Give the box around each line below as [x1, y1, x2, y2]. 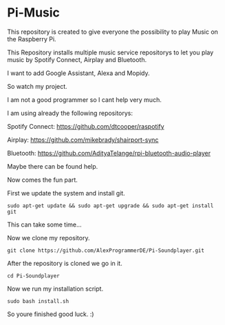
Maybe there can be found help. [7, 162, 98, 170]
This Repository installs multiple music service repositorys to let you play [7, 48, 214, 56]
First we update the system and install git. [7, 189, 125, 197]
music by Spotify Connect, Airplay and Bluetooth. [7, 55, 147, 63]
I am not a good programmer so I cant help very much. [7, 95, 162, 104]
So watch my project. [7, 82, 67, 90]
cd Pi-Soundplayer [7, 272, 60, 280]
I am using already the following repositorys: [7, 109, 133, 117]
